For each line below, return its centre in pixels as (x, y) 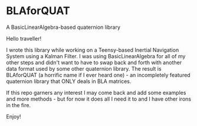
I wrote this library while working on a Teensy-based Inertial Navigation (93, 50)
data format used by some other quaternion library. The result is (84, 68)
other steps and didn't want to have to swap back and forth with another (94, 62)
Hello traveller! (24, 38)
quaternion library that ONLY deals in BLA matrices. (69, 81)
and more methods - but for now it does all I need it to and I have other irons (99, 99)
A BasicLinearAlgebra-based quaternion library (63, 27)
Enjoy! (14, 117)
